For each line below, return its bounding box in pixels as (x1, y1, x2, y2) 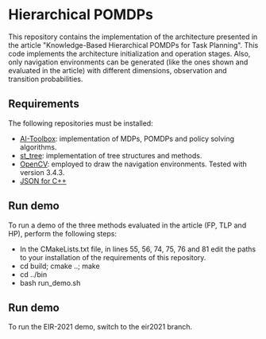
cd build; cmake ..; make (19, 261, 101, 271)
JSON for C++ (19, 176, 67, 185)
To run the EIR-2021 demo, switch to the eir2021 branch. (8, 322, 193, 332)
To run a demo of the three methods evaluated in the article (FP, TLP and (8, 220, 247, 230)
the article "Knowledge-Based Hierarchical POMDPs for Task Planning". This (8, 40, 259, 49)
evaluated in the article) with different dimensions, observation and (8, 65, 228, 75)
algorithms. (19, 142, 57, 152)
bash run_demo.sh (19, 278, 81, 287)
